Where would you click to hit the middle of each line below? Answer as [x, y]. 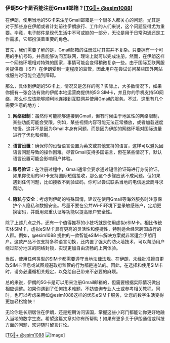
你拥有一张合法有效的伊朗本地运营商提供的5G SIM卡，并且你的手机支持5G [82, 92]
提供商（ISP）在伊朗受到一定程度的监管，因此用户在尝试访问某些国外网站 [86, 69]
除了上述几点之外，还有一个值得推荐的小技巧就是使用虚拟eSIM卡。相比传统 [84, 223]
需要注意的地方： [23, 105]
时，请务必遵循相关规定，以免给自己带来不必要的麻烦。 [63, 272]
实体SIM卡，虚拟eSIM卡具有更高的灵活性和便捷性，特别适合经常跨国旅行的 [83, 229]
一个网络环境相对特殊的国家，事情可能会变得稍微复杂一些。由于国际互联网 [83, 63]
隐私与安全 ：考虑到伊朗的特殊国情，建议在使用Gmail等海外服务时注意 [85, 199]
